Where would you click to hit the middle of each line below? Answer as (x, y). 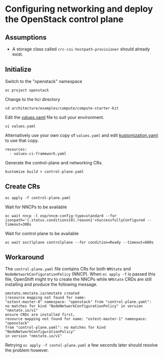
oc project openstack (27, 90)
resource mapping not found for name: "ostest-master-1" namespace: (76, 319)
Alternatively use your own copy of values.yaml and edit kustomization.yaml (81, 135)
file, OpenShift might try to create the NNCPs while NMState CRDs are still (79, 279)
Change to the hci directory (33, 99)
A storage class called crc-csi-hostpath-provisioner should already (81, 49)
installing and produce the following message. (51, 284)
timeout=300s (18, 224)
